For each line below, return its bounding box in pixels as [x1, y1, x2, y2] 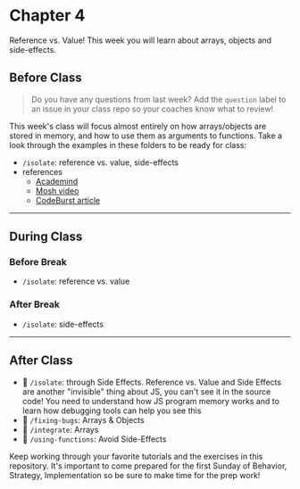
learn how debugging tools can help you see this [21, 405, 202, 416]
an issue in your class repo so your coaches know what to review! [30, 104, 274, 114]
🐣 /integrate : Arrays [21, 424, 99, 435]
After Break [9, 298, 61, 311]
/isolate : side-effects [21, 319, 104, 329]
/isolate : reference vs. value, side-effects [21, 157, 179, 168]
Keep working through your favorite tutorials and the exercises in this [9, 451, 263, 461]
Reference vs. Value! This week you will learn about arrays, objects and [9, 35, 272, 46]
